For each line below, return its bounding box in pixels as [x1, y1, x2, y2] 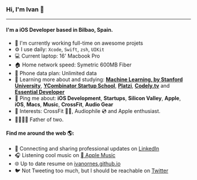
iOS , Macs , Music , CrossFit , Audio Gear [14, 101, 114, 108]
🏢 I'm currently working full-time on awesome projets [14, 39, 144, 46]
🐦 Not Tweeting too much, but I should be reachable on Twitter [14, 167, 169, 174]
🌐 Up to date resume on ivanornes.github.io [14, 160, 121, 167]
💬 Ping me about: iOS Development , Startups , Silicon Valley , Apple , [14, 94, 181, 102]
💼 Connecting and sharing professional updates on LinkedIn [14, 145, 159, 152]
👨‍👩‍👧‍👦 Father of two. [14, 116, 64, 123]
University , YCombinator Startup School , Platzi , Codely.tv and [14, 82, 170, 89]
